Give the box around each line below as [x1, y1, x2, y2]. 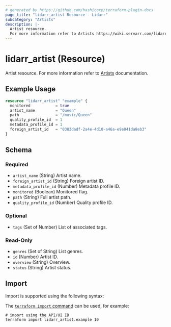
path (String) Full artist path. [12, 194, 72, 200]
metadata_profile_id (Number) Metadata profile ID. [12, 183, 121, 189]
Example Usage [5, 85, 56, 93]
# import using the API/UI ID [5, 312, 70, 318]
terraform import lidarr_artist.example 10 [5, 317, 99, 322]
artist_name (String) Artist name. [12, 172, 82, 179]
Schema [5, 146, 32, 155]
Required [5, 161, 28, 168]
